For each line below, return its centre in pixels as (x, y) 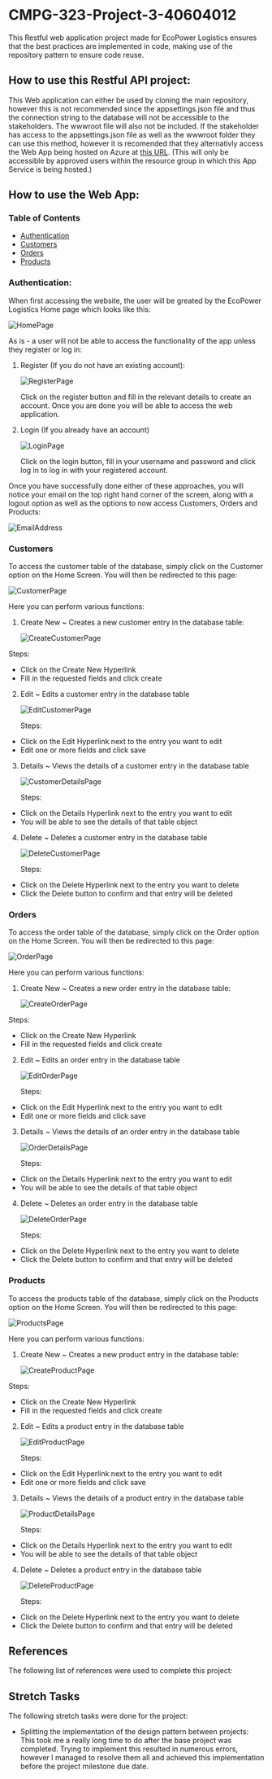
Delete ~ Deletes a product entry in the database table (111, 1570)
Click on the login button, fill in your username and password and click (138, 461)
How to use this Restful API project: (99, 80)
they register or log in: (45, 349)
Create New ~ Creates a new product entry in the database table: (130, 1354)
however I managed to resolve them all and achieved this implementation (142, 1758)
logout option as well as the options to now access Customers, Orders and (133, 503)
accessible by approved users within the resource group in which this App (133, 160)
